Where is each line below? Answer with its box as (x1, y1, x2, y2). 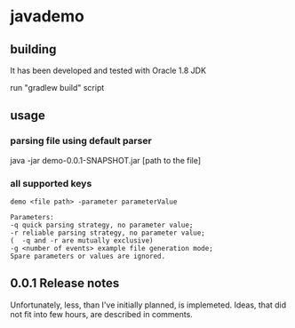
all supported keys (10, 177, 92, 189)
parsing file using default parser (10, 135, 152, 148)
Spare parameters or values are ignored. (10, 252, 166, 260)
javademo (10, 6, 85, 27)
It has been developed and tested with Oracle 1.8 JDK (10, 65, 207, 76)
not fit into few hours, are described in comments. (10, 308, 194, 319)
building (10, 42, 57, 57)
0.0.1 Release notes (10, 276, 120, 291)
